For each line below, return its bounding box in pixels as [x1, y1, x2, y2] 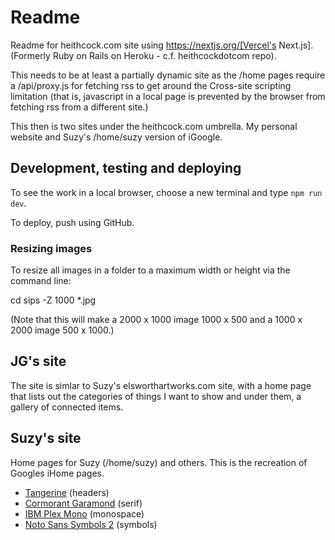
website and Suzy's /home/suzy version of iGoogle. [10, 131, 223, 143]
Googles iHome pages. [10, 467, 105, 479]
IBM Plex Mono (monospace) [24, 507, 145, 520]
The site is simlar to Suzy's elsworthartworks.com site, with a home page [10, 379, 312, 391]
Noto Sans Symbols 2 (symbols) [24, 518, 158, 530]
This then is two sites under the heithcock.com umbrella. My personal [10, 120, 298, 132]
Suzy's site [10, 430, 82, 447]
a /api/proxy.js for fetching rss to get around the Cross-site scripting [10, 79, 292, 91]
